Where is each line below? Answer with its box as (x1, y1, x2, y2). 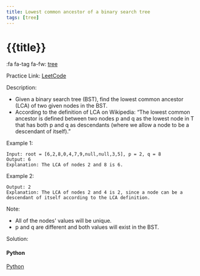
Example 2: (6, 172, 35, 180)
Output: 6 (6, 157, 32, 163)
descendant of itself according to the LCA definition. (6, 195, 150, 201)
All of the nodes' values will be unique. (15, 217, 112, 225)
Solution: (6, 235, 28, 243)
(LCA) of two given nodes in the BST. (15, 102, 108, 110)
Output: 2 (6, 184, 32, 191)
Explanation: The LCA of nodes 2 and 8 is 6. (6, 162, 123, 168)
